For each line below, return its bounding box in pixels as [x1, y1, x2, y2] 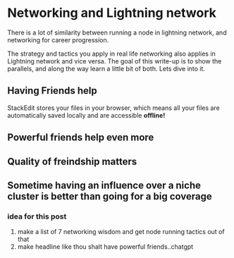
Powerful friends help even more [7, 132, 154, 144]
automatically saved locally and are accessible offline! [7, 111, 166, 119]
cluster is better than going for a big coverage [7, 190, 213, 202]
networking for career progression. [7, 35, 109, 44]
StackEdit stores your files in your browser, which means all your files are [7, 104, 220, 112]
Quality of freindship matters [7, 155, 137, 167]
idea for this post [7, 211, 67, 221]
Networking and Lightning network [7, 5, 216, 21]
